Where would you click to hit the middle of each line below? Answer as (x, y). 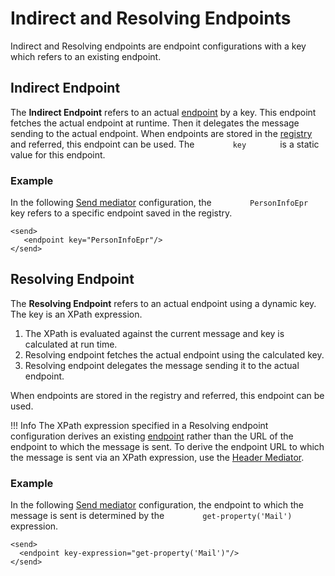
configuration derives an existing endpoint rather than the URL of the (152, 436)
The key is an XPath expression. (76, 314)
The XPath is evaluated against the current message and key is (154, 333)
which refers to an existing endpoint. (86, 56)
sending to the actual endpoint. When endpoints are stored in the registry (161, 133)
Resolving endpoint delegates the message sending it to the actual (162, 365)
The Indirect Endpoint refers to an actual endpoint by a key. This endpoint (163, 112)
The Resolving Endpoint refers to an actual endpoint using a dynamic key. (163, 303)
